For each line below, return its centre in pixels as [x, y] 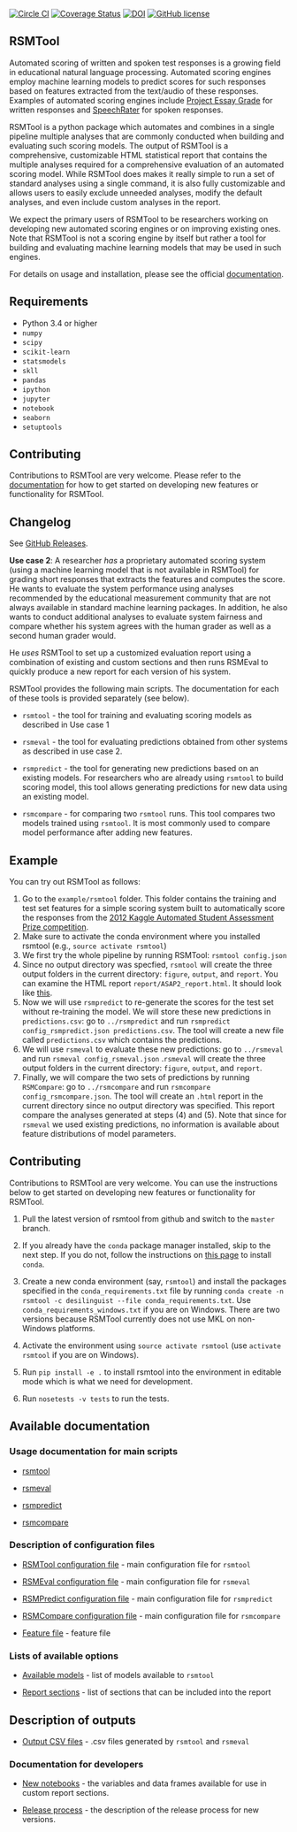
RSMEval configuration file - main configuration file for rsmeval [136, 1581]
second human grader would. [63, 636]
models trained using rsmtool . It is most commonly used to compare [146, 824]
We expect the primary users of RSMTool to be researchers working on [139, 219]
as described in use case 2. [72, 751]
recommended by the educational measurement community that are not [140, 598]
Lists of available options [64, 1656]
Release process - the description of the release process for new [140, 1810]
